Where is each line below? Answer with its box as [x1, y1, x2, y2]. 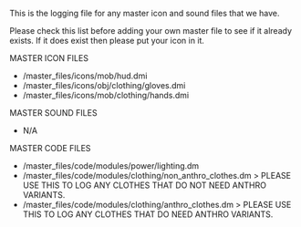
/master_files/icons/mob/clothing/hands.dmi [22, 90, 190, 100]
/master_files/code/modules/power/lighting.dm [22, 160, 200, 171]
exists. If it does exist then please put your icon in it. [9, 36, 205, 46]
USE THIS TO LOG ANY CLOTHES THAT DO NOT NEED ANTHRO [22, 180, 267, 191]
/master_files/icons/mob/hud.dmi [22, 70, 148, 81]
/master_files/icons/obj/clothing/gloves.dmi [22, 80, 186, 90]
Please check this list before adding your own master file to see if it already [9, 26, 293, 36]
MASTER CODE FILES [9, 143, 91, 153]
